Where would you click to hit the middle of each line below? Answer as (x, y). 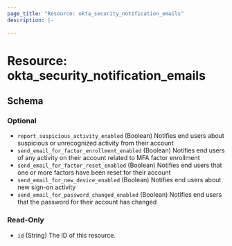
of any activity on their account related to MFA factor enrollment (108, 158)
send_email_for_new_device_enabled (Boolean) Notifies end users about (119, 180)
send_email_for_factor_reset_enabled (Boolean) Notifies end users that (119, 165)
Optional (22, 121)
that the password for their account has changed (87, 202)
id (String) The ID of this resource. (66, 235)
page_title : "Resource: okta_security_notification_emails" (96, 14)
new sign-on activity (46, 187)
